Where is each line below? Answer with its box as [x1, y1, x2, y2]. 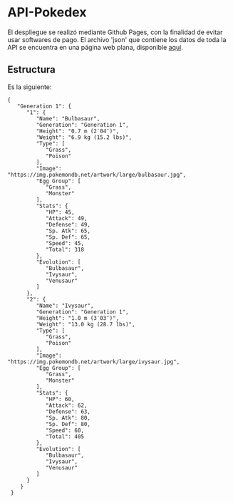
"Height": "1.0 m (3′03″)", [36, 314, 120, 321]
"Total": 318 [45, 246, 84, 253]
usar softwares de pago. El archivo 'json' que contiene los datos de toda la [7, 35, 227, 43]
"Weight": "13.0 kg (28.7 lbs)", [36, 321, 135, 328]
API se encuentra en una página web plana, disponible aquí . [7, 43, 183, 51]
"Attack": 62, [45, 402, 88, 409]
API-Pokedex [7, 4, 87, 21]
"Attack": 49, [45, 214, 88, 222]
